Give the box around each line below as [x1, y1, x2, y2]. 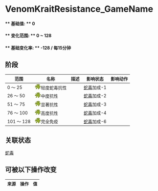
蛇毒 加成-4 [84, 109, 107, 116]
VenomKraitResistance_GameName [5, 3, 153, 15]
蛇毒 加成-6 [84, 118, 107, 124]
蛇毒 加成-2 [84, 93, 107, 99]
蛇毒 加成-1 [84, 84, 107, 90]
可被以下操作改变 [5, 165, 57, 174]
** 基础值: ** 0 [5, 21, 35, 27]
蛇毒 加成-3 [84, 102, 107, 108]
